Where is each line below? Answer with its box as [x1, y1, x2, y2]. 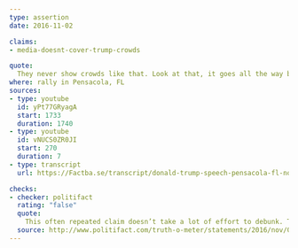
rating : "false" [17, 201, 77, 210]
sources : [9, 86, 42, 95]
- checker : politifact [9, 192, 93, 202]
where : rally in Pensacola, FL [9, 78, 125, 87]
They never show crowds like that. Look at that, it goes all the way [17, 70, 284, 79]
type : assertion [9, 12, 69, 22]
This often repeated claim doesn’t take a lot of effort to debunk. [25, 218, 284, 227]
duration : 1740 [17, 119, 74, 128]
